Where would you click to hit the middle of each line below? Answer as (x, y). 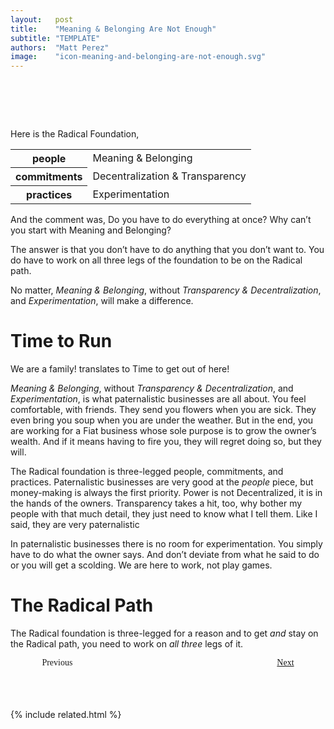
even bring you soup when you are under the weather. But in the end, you (162, 420)
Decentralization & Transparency (169, 176)
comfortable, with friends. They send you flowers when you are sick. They (163, 409)
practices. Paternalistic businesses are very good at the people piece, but (162, 482)
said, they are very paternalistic (75, 524)
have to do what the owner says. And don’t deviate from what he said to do (165, 554)
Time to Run (61, 341)
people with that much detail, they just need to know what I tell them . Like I (164, 514)
